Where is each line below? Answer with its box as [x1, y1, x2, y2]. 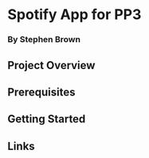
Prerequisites [7, 85, 76, 98]
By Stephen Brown [7, 34, 81, 45]
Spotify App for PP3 [7, 6, 142, 24]
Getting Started [7, 113, 86, 126]
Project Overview [7, 58, 96, 72]
